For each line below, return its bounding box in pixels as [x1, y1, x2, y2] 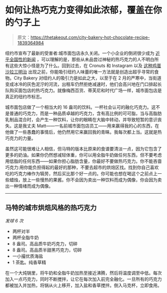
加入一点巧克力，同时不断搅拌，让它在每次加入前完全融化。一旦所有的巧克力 [5, 276, 162, 282]
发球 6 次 [5, 218, 24, 223]
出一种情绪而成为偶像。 [5, 183, 53, 189]
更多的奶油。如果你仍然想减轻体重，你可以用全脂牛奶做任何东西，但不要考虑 [5, 152, 162, 158]
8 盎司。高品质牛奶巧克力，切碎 [12, 240, 78, 246]
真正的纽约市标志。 [5, 93, 45, 99]
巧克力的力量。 [5, 135, 36, 141]
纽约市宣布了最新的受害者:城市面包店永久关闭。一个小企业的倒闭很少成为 [5, 50, 155, 56]
